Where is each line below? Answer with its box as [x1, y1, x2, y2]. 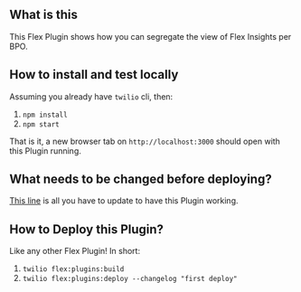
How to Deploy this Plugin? [9, 221, 165, 237]
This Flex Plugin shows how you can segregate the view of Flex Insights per [9, 31, 292, 42]
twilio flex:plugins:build [22, 265, 125, 274]
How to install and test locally [9, 67, 179, 82]
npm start [22, 119, 61, 129]
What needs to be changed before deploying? [9, 172, 273, 187]
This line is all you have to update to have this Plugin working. [9, 195, 239, 206]
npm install [22, 110, 68, 119]
